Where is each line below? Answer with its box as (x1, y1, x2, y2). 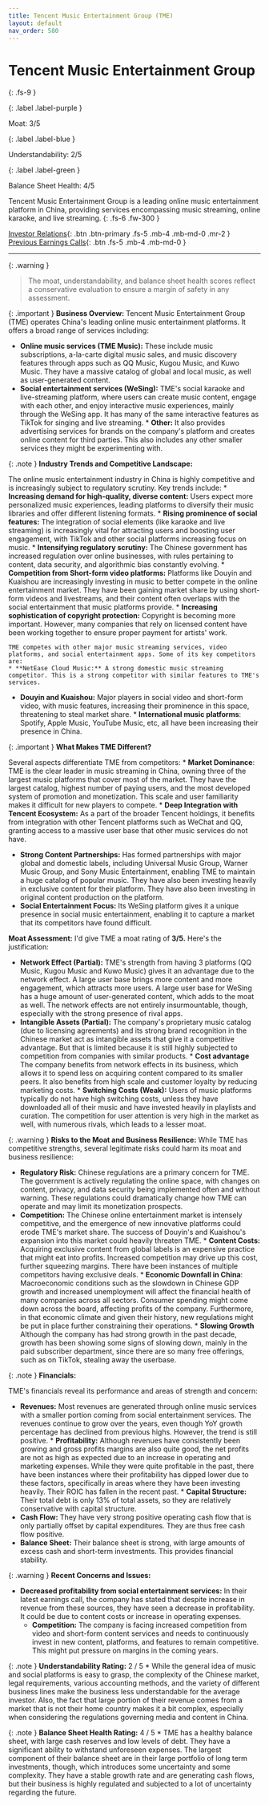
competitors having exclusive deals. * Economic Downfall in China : (19, 1270, 243, 1280)
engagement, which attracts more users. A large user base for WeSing (19, 983, 252, 993)
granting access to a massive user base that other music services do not (8, 826, 248, 836)
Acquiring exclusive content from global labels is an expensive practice (19, 1244, 255, 1254)
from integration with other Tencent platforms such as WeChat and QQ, (8, 817, 243, 827)
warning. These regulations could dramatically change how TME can (19, 1193, 247, 1203)
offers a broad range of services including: (8, 326, 150, 335)
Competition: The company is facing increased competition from (31, 1621, 247, 1630)
